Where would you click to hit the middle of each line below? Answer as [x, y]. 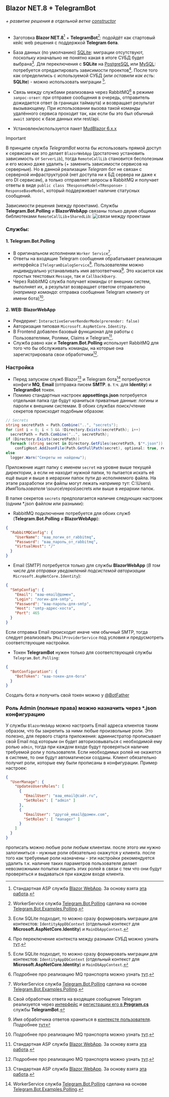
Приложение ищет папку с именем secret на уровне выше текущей [78, 467]
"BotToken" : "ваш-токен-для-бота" [51, 676]
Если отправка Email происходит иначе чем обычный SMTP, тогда [77, 632]
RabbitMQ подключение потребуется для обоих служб [72, 513]
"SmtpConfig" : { [27, 590]
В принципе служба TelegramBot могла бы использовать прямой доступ [84, 148]
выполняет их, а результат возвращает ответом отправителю [79, 287]
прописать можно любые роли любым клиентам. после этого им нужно [83, 847]
